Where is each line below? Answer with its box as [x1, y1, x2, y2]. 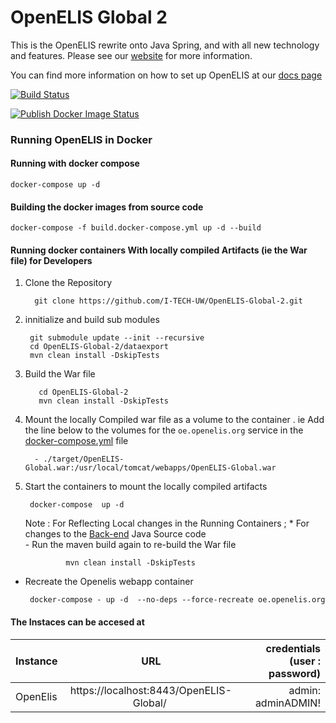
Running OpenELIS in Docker [10, 132, 153, 146]
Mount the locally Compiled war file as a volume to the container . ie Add [24, 414, 325, 426]
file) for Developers [10, 254, 93, 266]
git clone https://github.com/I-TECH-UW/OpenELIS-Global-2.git [34, 296, 303, 306]
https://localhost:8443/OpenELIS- [69, 683, 233, 697]
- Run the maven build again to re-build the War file [24, 539, 237, 551]
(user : [289, 654, 321, 668]
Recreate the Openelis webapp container [24, 576, 194, 588]
